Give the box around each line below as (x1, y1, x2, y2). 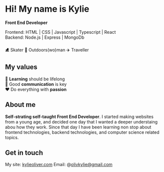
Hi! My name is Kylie (5, 3, 90, 15)
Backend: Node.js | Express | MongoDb (5, 34, 85, 40)
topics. (5, 134, 19, 140)
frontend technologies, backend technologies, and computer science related (5, 129, 160, 135)
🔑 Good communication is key (5, 81, 67, 87)
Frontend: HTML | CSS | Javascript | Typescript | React (5, 29, 116, 35)
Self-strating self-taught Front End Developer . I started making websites (5, 114, 154, 120)
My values (5, 63, 38, 72)
